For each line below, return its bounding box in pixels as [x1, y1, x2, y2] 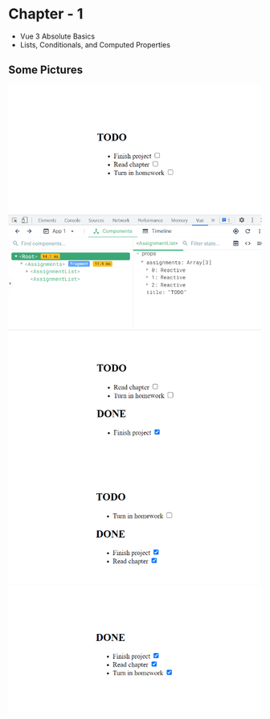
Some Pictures [8, 63, 84, 77]
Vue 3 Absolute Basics [19, 31, 95, 41]
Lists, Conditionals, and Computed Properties [19, 39, 171, 49]
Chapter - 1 [8, 5, 84, 23]
